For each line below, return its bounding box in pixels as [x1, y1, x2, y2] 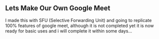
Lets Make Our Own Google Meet [5, 4, 110, 12]
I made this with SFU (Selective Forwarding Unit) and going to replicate [5, 17, 152, 23]
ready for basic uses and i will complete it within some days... [5, 27, 132, 34]
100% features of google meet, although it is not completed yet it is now [5, 22, 154, 28]
